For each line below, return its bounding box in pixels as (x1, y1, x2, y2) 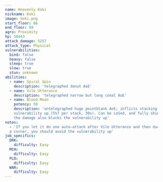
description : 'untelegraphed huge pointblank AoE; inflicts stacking (14, 106, 158, 112)
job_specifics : (5, 133, 36, 138)
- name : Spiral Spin (9, 79, 51, 84)
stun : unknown (9, 70, 38, 75)
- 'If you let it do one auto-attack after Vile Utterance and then (9, 124, 151, 129)
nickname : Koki (5, 12, 36, 17)
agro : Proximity (5, 30, 38, 34)
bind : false (9, 52, 34, 57)
